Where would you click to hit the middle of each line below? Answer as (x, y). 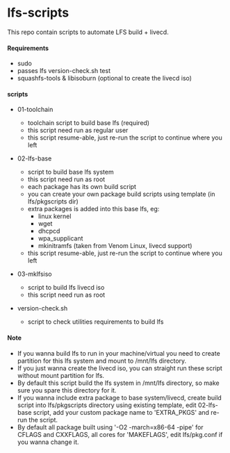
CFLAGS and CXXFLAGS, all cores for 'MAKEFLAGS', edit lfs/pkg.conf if (120, 434)
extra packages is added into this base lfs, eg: (93, 209)
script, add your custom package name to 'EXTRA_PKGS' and (121, 412)
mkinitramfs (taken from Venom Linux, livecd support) (115, 246)
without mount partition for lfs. (61, 375)
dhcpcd (49, 231)
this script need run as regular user (78, 131)
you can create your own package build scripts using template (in (121, 194)
